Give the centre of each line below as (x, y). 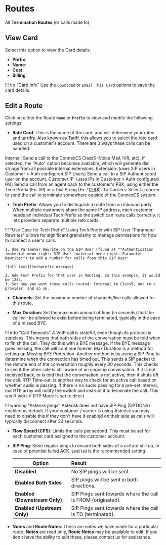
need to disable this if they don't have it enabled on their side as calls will (80, 416)
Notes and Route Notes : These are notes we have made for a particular (85, 526)
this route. (22, 303)
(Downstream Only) (39, 500)
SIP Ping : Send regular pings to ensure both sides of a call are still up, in (86, 445)
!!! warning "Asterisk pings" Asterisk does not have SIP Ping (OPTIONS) (78, 405)
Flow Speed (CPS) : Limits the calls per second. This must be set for (81, 431)
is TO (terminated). (93, 514)
